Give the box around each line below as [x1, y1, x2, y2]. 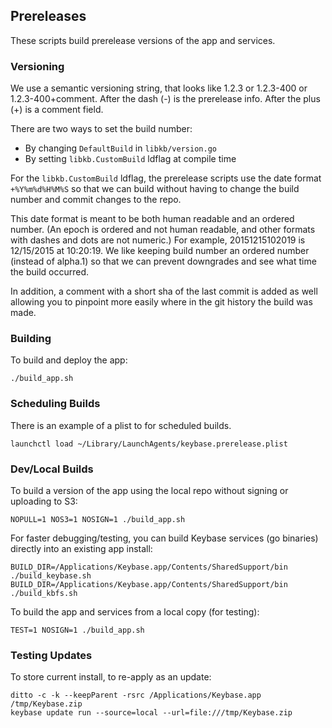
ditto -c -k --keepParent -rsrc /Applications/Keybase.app [10, 690, 262, 701]
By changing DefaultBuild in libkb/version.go [24, 142, 217, 154]
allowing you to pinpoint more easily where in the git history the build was [10, 296, 313, 308]
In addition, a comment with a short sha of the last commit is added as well [10, 285, 318, 298]
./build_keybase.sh [10, 571, 92, 581]
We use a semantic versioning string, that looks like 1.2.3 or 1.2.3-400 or [10, 82, 308, 94]
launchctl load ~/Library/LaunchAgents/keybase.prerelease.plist [10, 439, 288, 449]
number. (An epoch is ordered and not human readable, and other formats [10, 224, 316, 236]
